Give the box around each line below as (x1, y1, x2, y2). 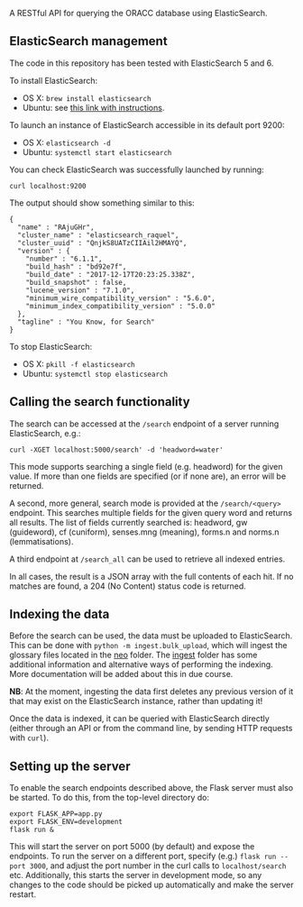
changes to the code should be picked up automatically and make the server (9, 879, 294, 891)
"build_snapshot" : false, (25, 278, 127, 287)
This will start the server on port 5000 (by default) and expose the (9, 841, 255, 852)
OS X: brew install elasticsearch (22, 92, 151, 103)
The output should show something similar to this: (9, 197, 196, 208)
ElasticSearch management (9, 33, 169, 49)
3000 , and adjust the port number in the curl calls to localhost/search (29, 860, 287, 871)
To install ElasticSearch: (9, 75, 98, 86)
